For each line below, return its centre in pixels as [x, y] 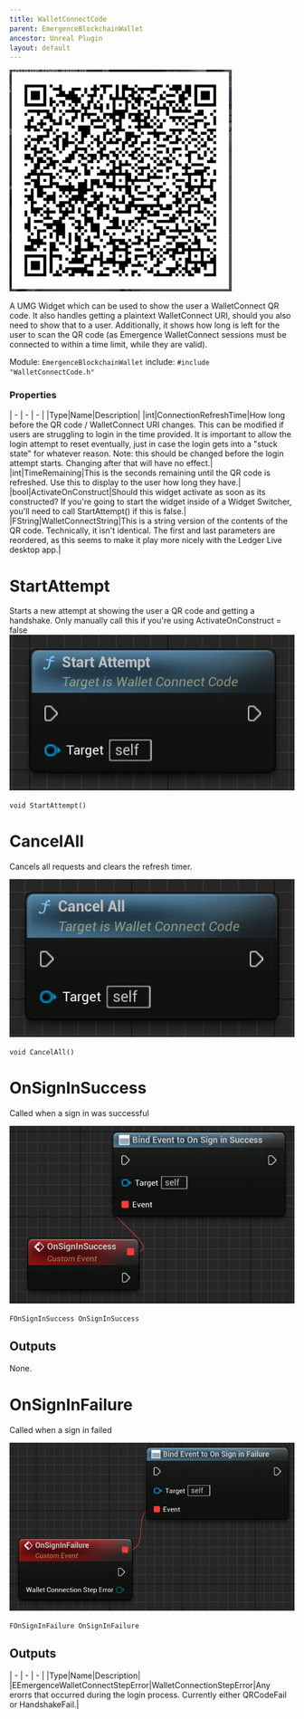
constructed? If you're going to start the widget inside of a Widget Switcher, [151, 501]
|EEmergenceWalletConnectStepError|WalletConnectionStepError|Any [140, 1685]
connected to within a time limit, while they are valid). [109, 345]
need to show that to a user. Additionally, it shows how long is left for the [145, 325]
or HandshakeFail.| [44, 1704]
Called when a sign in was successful [79, 1113]
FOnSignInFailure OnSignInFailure [75, 1626]
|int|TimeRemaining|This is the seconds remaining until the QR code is [140, 473]
